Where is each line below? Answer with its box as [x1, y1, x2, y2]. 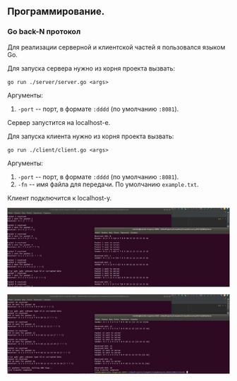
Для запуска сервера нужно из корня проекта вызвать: [7, 64, 176, 73]
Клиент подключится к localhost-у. [7, 193, 112, 202]
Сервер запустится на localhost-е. [7, 118, 111, 126]
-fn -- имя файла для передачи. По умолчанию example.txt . [17, 180, 199, 188]
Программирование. [7, 6, 105, 18]
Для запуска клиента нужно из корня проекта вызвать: [7, 132, 174, 140]
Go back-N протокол [7, 27, 81, 37]
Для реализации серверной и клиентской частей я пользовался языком [7, 42, 226, 52]
